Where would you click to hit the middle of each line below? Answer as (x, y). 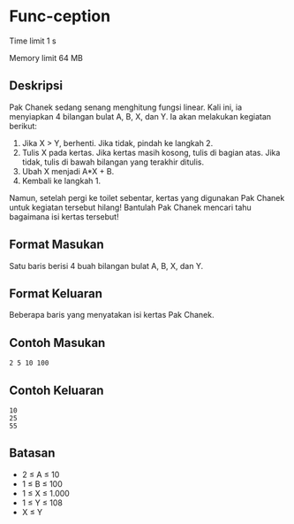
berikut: (23, 126)
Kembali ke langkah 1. (61, 181)
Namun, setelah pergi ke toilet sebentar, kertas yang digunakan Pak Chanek (147, 197)
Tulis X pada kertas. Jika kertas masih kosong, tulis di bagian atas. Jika (151, 152)
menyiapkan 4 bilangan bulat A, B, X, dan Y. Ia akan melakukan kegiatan (140, 116)
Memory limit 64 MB (46, 58)
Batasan (32, 453)
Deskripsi (36, 86)
